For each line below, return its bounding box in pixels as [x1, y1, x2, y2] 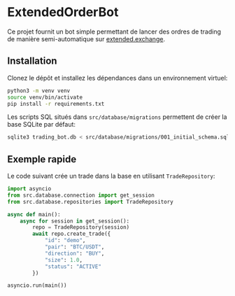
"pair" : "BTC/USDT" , [44, 244, 105, 251]
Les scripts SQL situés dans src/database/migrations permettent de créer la [7, 113, 227, 121]
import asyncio [7, 185, 52, 192]
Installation [7, 55, 57, 67]
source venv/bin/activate [7, 94, 83, 101]
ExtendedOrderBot [7, 4, 119, 20]
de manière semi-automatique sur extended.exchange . [7, 34, 166, 43]
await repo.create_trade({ [32, 230, 111, 238]
